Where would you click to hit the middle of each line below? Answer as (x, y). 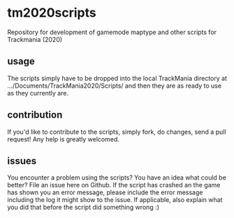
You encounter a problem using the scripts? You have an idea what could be (117, 178)
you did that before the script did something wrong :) (83, 208)
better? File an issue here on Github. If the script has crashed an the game (114, 185)
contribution (35, 115)
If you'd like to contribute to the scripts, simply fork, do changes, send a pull (117, 132)
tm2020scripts (52, 13)
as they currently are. (38, 93)
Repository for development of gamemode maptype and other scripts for (112, 32)
